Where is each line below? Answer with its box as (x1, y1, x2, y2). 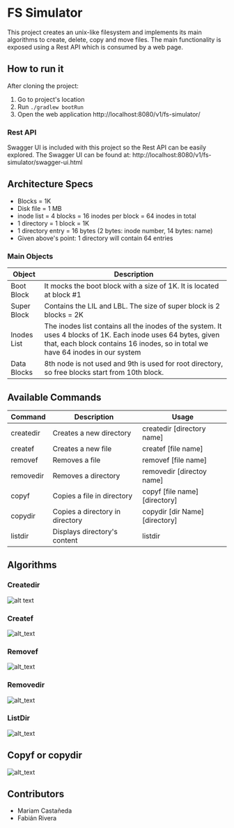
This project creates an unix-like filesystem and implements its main (7, 28, 202, 36)
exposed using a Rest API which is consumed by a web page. (7, 43, 183, 51)
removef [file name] (142, 455, 208, 465)
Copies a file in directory (52, 491, 133, 501)
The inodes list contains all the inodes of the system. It (44, 321, 222, 331)
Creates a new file (52, 443, 112, 453)
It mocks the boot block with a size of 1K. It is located (44, 281, 219, 291)
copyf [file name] (142, 487, 199, 496)
